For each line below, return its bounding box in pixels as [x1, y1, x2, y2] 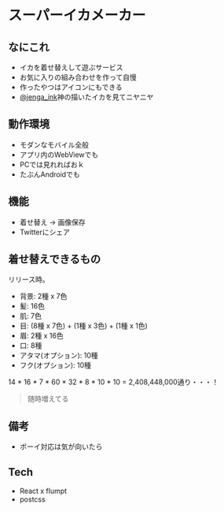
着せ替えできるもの [8, 252, 101, 266]
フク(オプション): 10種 [19, 361, 92, 370]
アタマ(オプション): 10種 [19, 351, 98, 361]
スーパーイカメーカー [8, 6, 146, 24]
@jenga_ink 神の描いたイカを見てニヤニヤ [19, 92, 154, 102]
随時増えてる [27, 394, 69, 404]
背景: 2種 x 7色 [19, 292, 68, 301]
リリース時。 [8, 275, 50, 284]
